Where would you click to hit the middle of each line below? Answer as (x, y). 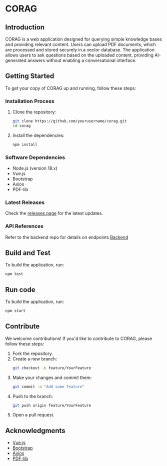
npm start (15, 311)
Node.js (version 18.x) (35, 168)
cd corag (21, 125)
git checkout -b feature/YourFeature (52, 368)
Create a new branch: (35, 358)
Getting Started (30, 76)
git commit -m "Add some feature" (48, 386)
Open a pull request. (33, 415)
